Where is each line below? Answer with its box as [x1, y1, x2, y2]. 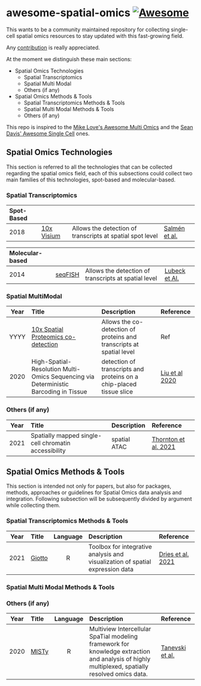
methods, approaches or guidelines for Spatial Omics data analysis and [6, 489, 182, 496]
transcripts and [101, 365, 144, 374]
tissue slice [101, 387, 133, 396]
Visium [41, 232, 61, 240]
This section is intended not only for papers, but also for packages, [6, 482, 172, 490]
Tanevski [160, 643, 187, 652]
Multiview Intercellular [89, 625, 151, 633]
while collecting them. [6, 502, 61, 509]
